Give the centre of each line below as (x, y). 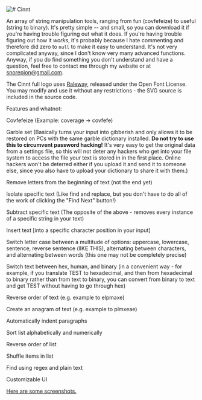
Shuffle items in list (30, 356)
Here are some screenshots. (41, 391)
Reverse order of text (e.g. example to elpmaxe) (65, 297)
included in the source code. (42, 97)
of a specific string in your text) (45, 218)
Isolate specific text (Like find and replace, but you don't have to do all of (97, 194)
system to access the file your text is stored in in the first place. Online (93, 158)
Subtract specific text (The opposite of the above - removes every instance (100, 212)
